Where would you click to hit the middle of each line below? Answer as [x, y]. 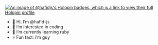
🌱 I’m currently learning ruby [41, 32]
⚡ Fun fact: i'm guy [31, 37]
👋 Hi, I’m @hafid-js [31, 22]
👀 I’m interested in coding [38, 27]
